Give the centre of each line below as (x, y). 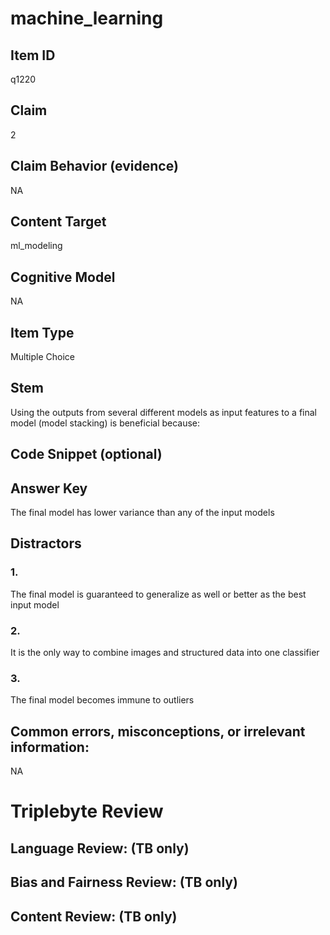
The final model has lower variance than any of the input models (142, 513)
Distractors (46, 543)
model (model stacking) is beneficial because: (105, 423)
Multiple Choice (43, 357)
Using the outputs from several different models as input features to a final (163, 412)
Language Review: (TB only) (100, 848)
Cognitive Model (63, 277)
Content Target (58, 222)
